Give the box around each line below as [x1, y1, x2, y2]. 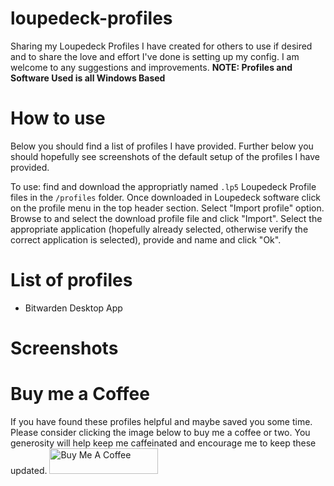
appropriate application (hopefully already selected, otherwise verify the [10, 223, 309, 235]
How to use [10, 107, 106, 130]
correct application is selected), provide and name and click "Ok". [10, 233, 282, 246]
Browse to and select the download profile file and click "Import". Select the [10, 212, 323, 224]
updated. [10, 464, 48, 476]
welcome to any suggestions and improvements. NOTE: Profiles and [10, 61, 293, 73]
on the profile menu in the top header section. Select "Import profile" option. [10, 202, 325, 214]
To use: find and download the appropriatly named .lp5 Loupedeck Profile [10, 180, 317, 192]
